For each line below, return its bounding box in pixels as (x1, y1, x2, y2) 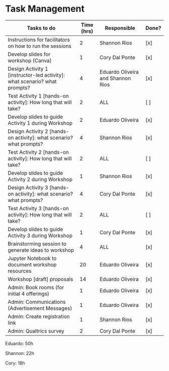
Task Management (5, 3, 84, 15)
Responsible (105, 24, 136, 31)
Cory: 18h (5, 360, 25, 366)
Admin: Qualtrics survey (8, 327, 64, 334)
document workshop (8, 261, 57, 268)
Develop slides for (8, 51, 51, 58)
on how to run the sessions (8, 42, 72, 50)
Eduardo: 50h (5, 340, 34, 346)
